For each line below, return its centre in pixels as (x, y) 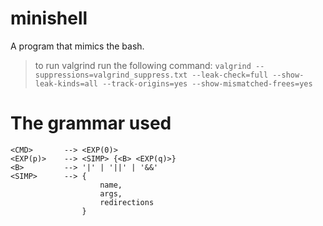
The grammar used (91, 123)
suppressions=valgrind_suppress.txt (111, 75)
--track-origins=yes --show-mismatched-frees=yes (207, 83)
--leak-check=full (230, 75)
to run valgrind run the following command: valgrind (143, 65)
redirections (127, 202)
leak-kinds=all (66, 83)
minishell (49, 18)
